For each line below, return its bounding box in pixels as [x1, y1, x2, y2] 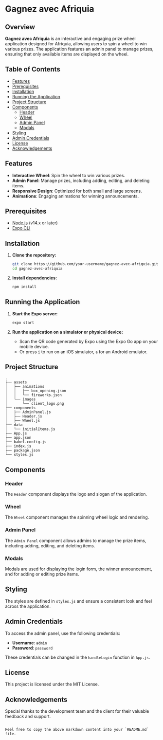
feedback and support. [5, 714, 51, 720]
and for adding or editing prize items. [5, 571, 79, 577]
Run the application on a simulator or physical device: [12, 329, 123, 335]
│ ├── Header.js [5, 414, 42, 419]
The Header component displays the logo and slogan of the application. [5, 491, 147, 497]
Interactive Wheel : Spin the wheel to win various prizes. [12, 172, 126, 178]
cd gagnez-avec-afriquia [12, 266, 63, 271]
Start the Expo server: [12, 310, 58, 317]
